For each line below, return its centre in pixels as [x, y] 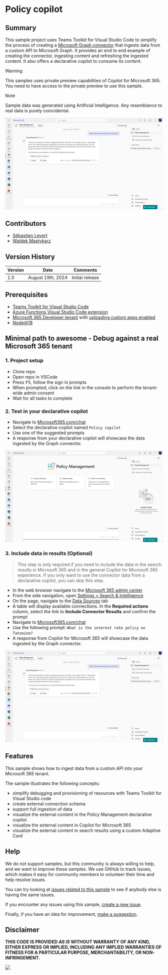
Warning [14, 71]
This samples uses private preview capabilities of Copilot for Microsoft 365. [83, 81]
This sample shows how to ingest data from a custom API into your [74, 768]
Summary [21, 28]
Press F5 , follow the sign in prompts [49, 382]
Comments [85, 270]
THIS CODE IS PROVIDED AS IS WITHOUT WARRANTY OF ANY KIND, [78, 942]
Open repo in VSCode [35, 377]
